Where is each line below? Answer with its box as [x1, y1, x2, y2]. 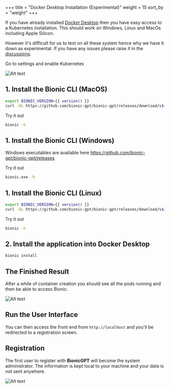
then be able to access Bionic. [5, 286, 68, 292]
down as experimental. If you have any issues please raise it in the [5, 46, 143, 51]
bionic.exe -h [5, 175, 35, 180]
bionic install [5, 253, 37, 258]
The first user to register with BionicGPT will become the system [5, 357, 140, 364]
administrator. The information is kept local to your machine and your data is [5, 363, 164, 369]
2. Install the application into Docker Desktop [5, 240, 150, 248]
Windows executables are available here [5, 149, 90, 156]
